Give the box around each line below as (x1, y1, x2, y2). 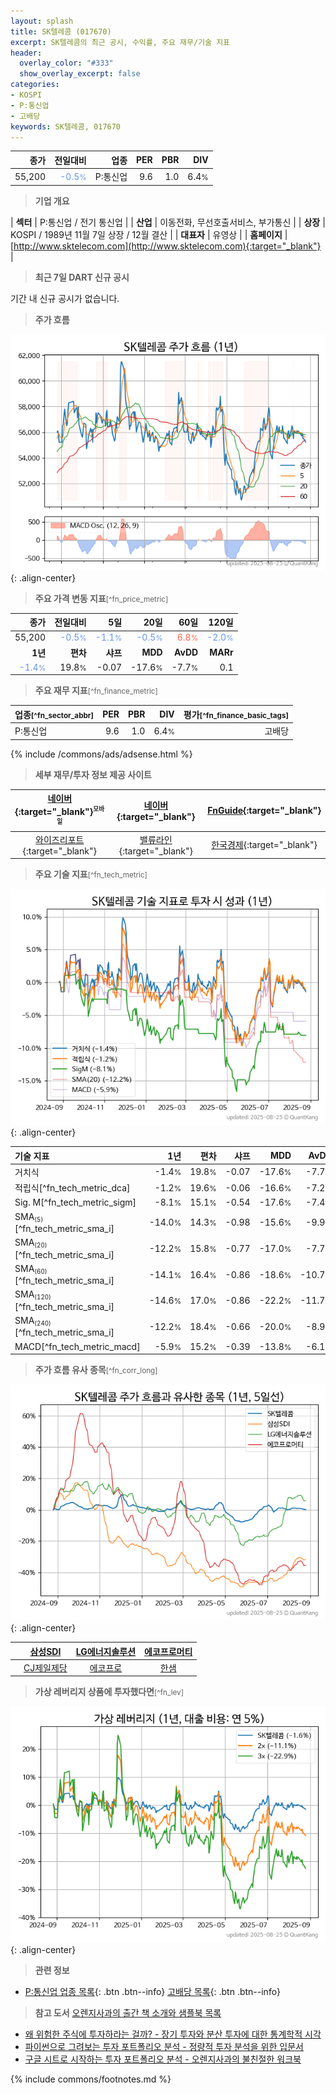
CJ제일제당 (23, 1661, 68, 1674)
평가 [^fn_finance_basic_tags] (183, 708, 290, 720)
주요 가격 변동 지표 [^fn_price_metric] (34, 592, 169, 604)
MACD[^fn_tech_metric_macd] (14, 1340, 141, 1352)
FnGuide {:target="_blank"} (207, 805, 322, 817)
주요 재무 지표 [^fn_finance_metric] (34, 685, 158, 697)
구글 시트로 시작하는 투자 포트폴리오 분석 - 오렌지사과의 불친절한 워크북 (24, 2053, 302, 2065)
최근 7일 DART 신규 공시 (34, 271, 130, 283)
